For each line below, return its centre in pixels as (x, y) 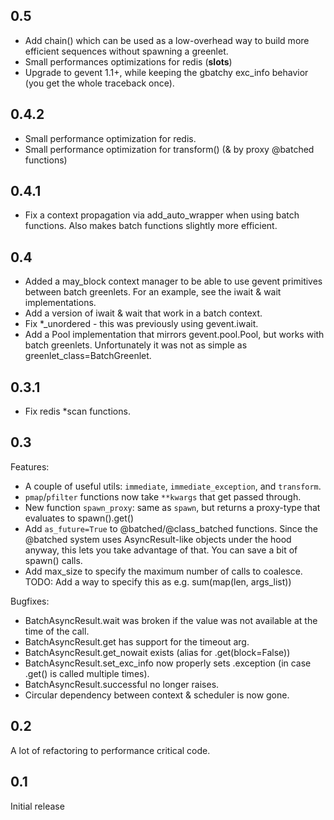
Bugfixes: (30, 601)
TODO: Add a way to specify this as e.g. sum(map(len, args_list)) (158, 581)
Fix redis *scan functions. (77, 411)
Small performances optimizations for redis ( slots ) (128, 61)
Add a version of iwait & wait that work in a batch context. (143, 313)
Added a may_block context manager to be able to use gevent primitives (173, 281)
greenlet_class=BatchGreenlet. (88, 356)
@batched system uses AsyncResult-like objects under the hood (158, 539)
